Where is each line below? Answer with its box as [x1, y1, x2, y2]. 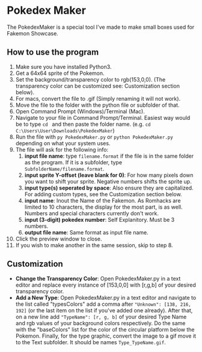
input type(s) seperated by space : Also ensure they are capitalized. [24, 184, 194, 191]
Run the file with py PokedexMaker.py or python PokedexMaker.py [15, 133, 173, 140]
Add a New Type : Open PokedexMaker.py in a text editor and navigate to [15, 294, 197, 301]
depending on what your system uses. [15, 139, 111, 147]
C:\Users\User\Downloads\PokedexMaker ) [15, 127, 115, 134]
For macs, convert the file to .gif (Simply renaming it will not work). [15, 95, 181, 102]
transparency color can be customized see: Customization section [15, 82, 180, 89]
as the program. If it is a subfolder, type [24, 158, 123, 166]
